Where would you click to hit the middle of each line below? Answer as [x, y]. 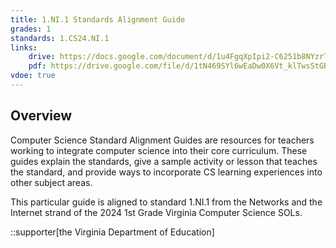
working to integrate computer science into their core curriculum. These [159, 150]
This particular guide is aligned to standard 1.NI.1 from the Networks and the [166, 202]
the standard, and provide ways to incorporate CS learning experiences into [166, 172]
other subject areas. [51, 182]
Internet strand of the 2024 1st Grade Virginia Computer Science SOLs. [156, 212]
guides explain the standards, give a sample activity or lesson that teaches [164, 161]
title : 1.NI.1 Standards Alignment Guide [98, 19]
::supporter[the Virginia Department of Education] [112, 232]
